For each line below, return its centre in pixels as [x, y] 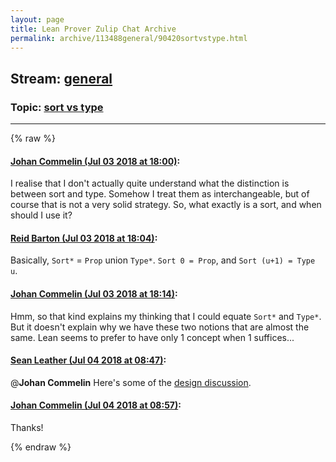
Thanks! [27, 428]
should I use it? [41, 215]
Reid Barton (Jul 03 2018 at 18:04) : [84, 238]
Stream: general [61, 78]
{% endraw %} [41, 447]
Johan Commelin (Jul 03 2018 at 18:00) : [95, 161]
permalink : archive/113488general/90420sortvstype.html [129, 38]
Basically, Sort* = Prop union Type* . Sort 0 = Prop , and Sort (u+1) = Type [163, 260]
